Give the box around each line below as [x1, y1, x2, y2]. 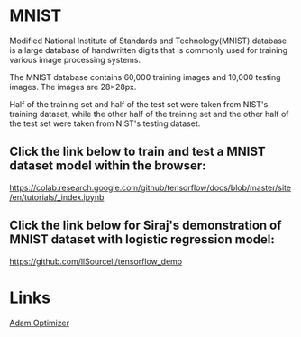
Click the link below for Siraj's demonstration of [9, 218, 282, 233]
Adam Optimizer [9, 317, 70, 328]
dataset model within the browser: [9, 159, 206, 174]
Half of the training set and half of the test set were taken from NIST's [9, 98, 269, 109]
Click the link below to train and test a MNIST [9, 144, 266, 159]
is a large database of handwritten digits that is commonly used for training [9, 44, 288, 55]
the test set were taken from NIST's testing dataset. [9, 118, 201, 129]
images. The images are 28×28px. [9, 81, 137, 92]
